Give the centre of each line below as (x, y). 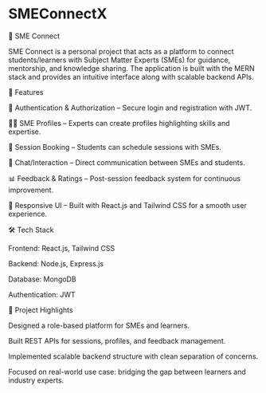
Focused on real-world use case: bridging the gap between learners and (127, 371)
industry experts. (36, 380)
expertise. (25, 132)
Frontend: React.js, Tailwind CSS (62, 248)
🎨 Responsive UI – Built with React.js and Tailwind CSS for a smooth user (127, 205)
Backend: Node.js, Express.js (56, 263)
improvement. (31, 190)
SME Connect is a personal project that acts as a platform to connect (121, 51)
